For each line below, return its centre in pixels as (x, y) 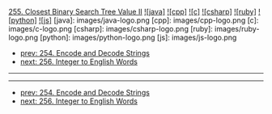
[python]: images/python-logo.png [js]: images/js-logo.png (138, 37)
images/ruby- (237, 29)
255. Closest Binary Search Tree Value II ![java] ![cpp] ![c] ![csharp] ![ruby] (132, 12)
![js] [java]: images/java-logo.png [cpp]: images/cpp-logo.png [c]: (149, 20)
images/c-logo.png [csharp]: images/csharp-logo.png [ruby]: (110, 29)
